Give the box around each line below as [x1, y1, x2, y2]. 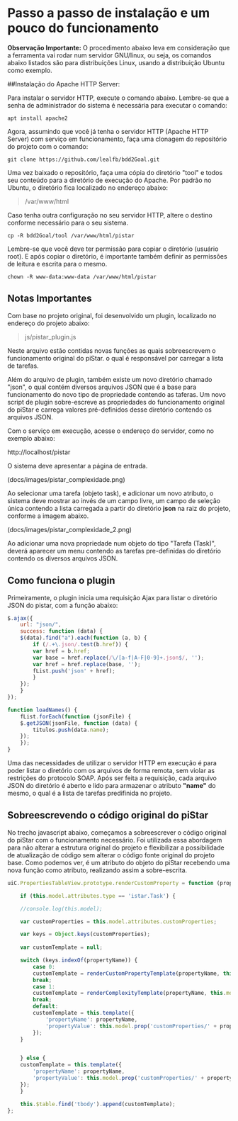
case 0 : [33, 963, 55, 970]
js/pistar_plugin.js [24, 332, 76, 341]
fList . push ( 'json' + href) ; [33, 667, 115, 675]
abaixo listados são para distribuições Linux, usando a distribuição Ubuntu [7, 58, 225, 67]
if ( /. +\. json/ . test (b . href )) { [33, 641, 129, 648]
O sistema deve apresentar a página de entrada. [7, 461, 148, 470]
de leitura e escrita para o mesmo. [7, 259, 108, 268]
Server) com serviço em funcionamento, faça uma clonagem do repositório [7, 135, 227, 143]
